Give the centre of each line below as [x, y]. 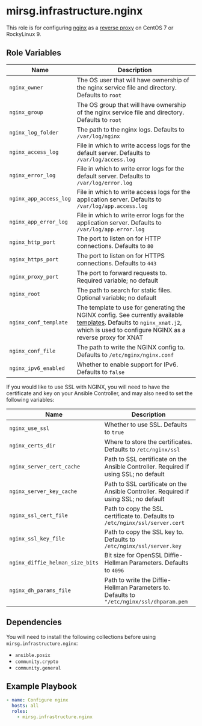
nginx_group [26, 112]
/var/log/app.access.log [112, 206]
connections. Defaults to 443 [117, 263]
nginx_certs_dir [32, 445]
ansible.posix [32, 655]
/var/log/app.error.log [111, 229]
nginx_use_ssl [29, 428]
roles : [20, 712]
